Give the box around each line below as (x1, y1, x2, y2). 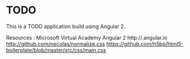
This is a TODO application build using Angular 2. (6, 23, 126, 30)
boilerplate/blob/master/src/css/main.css (6, 46, 106, 53)
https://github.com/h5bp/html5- (106, 40, 184, 47)
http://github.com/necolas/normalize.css (6, 40, 105, 47)
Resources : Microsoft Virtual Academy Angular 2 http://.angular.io (6, 34, 168, 41)
